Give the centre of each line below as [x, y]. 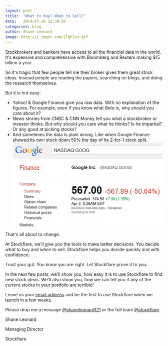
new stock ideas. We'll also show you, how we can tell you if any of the [78, 279]
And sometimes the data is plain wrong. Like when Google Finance [81, 135]
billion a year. [19, 63]
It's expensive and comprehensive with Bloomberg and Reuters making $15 [82, 57]
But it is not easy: [23, 93]
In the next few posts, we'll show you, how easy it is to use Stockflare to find [84, 274]
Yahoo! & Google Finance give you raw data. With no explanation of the [86, 102]
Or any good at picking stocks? [44, 129]
